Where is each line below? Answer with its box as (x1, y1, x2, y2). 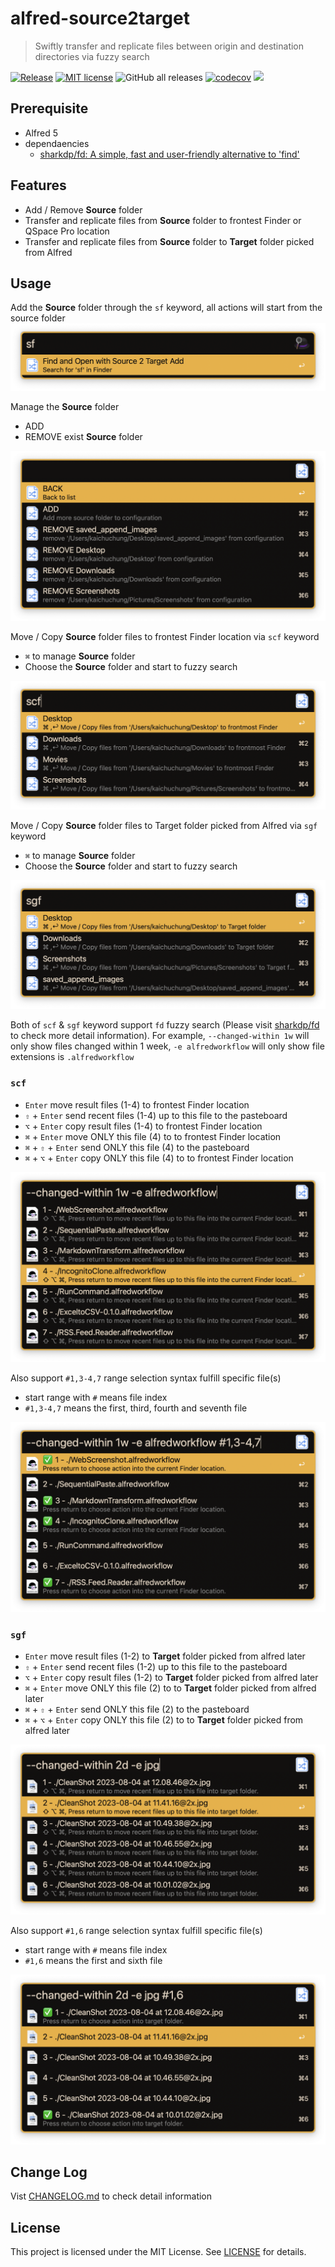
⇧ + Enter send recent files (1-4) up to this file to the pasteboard (24, 1109, 288, 1121)
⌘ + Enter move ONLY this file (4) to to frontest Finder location (24, 1130, 282, 1142)
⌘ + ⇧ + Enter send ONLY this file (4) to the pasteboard (24, 1141, 250, 1153)
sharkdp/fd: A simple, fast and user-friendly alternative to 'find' (39, 148, 300, 160)
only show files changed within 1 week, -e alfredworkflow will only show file (10, 1040, 325, 1052)
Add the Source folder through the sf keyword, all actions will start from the (10, 302, 323, 314)
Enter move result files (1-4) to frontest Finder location (24, 1098, 250, 1111)
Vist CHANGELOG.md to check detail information (10, 2190, 213, 2202)
